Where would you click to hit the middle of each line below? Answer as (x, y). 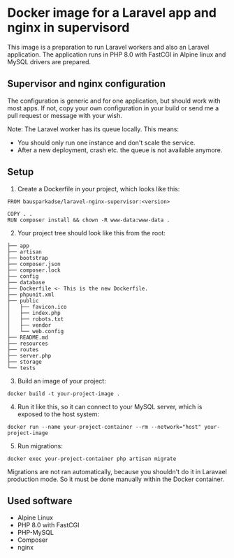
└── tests (22, 368)
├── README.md (28, 337)
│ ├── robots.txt (36, 319)
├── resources (28, 344)
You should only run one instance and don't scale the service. (106, 142)
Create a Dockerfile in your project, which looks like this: (98, 189)
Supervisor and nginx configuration (87, 84)
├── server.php (29, 355)
